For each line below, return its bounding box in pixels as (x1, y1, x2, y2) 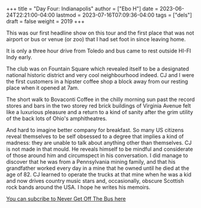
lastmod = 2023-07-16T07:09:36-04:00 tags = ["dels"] (56, 11, 192, 19)
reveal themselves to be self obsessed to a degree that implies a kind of (6, 133, 184, 140)
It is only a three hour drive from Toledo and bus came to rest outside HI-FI (6, 47, 191, 54)
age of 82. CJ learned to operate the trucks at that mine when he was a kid (6, 171, 192, 178)
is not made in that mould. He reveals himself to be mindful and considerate (6, 146, 193, 152)
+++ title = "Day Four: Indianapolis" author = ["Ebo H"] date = (6, 5, 159, 12)
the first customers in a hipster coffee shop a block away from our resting (6, 78, 188, 85)
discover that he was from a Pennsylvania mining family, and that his (6, 158, 176, 165)
